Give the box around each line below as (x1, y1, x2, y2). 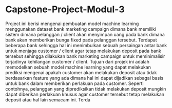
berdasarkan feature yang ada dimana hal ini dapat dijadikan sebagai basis (5, 75, 164, 81)
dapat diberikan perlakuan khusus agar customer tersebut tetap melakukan (5, 91, 165, 97)
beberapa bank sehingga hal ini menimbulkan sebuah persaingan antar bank (5, 42, 167, 48)
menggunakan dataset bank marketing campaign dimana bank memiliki (5, 26, 156, 32)
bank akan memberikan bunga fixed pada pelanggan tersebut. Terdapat (5, 37, 158, 43)
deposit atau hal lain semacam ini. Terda (5, 96, 91, 103)
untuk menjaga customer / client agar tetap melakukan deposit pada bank (5, 48, 162, 54)
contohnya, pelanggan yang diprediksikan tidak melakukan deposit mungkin (5, 85, 166, 92)
